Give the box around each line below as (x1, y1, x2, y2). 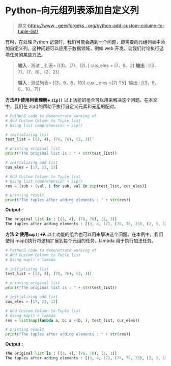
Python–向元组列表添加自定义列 (5, 5, 139, 16)
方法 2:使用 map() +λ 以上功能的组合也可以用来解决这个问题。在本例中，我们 (5, 231, 163, 237)
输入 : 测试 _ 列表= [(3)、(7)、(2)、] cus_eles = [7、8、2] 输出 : (17, 62, 148, 68)
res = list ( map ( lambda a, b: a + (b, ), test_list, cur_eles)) (5, 318, 140, 323)
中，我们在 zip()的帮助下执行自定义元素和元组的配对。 (5, 103, 119, 109)
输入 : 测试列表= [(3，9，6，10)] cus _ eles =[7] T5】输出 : (17, 80, 140, 86)
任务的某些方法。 (9, 52, 46, 58)
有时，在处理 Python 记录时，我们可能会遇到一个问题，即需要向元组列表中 (5, 39, 161, 45)
